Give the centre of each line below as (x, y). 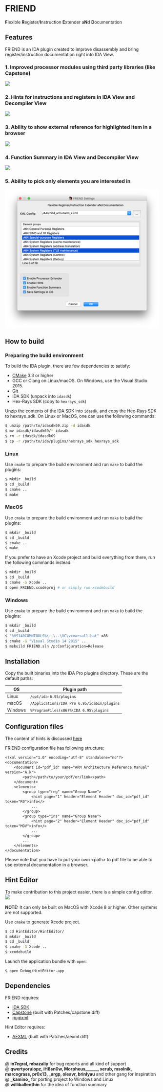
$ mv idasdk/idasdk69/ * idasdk (37, 431)
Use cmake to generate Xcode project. (43, 922)
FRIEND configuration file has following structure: (55, 748)
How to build (25, 341)
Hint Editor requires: (25, 1027)
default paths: (19, 678)
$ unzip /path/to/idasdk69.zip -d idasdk (48, 426)
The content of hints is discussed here (44, 738)
